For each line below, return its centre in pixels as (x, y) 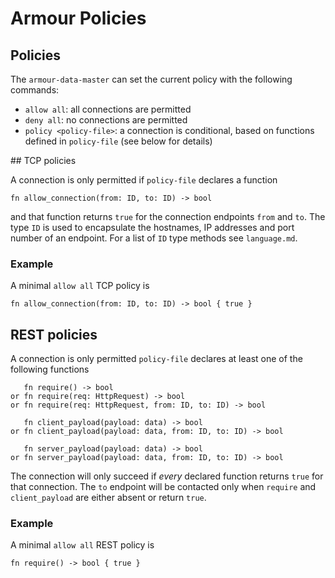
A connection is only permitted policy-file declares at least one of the (156, 359)
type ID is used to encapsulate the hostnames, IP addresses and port (152, 227)
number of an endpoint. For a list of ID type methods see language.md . (154, 238)
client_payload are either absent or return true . (108, 498)
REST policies (54, 334)
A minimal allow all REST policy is (82, 545)
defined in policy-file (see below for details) (118, 141)
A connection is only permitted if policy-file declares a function (144, 180)
